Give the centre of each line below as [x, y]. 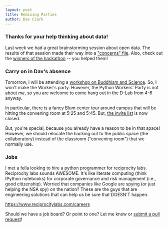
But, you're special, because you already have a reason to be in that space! [82, 128]
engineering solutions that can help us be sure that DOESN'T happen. [77, 195]
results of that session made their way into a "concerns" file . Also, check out [84, 53]
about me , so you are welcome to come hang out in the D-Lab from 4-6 [79, 93]
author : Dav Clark [24, 19]
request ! [14, 219]
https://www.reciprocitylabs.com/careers [47, 204]
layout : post [19, 10]
